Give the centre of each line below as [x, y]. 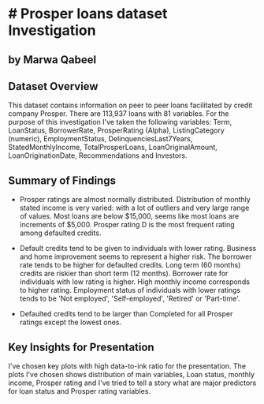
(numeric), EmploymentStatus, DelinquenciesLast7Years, [100, 139]
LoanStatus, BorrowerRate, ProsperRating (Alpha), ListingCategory [116, 130]
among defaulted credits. [60, 233]
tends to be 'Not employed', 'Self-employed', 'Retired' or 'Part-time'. [130, 299]
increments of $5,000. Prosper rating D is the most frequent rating [127, 225]
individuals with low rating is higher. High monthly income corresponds [135, 282]
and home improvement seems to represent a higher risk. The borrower [136, 256]
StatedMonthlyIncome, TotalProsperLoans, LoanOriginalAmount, [113, 148]
